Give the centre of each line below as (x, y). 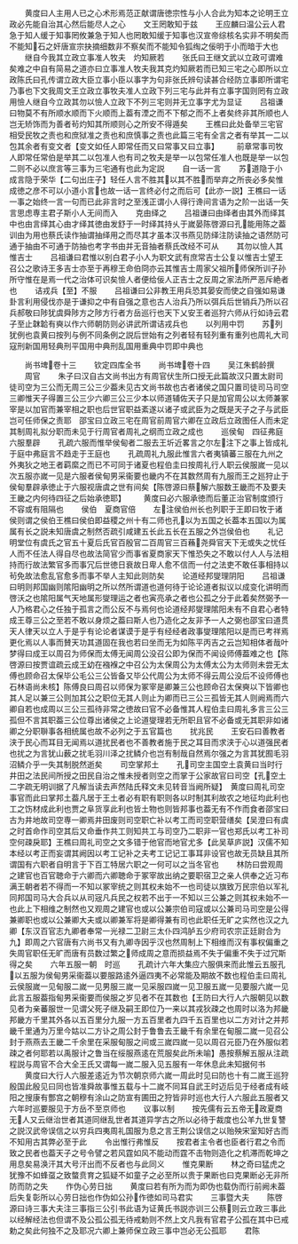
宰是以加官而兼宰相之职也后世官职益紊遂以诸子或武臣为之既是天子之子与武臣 (149, 409)
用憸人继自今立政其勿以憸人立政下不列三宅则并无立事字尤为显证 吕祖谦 (146, 102)
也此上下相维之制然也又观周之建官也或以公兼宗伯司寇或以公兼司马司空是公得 (149, 909)
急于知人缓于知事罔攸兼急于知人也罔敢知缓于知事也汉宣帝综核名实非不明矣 (145, 35)
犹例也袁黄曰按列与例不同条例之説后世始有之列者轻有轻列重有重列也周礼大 (145, 335)
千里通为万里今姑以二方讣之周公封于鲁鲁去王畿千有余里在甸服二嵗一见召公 (153, 1031)
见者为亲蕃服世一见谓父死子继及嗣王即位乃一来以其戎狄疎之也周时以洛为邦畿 (149, 1009)
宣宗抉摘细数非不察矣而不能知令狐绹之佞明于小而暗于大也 (174, 46)
